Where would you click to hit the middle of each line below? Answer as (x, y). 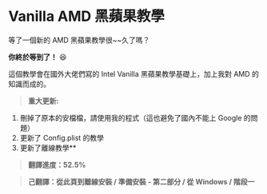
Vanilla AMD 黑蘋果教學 (87, 16)
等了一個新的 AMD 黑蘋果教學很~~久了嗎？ (79, 40)
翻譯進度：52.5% (57, 164)
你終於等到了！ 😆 (38, 57)
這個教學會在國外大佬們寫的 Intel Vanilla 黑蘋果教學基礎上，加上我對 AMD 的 (134, 73)
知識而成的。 (29, 84)
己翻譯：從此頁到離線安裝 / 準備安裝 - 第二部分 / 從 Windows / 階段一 (141, 181)
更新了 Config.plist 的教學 (62, 137)
